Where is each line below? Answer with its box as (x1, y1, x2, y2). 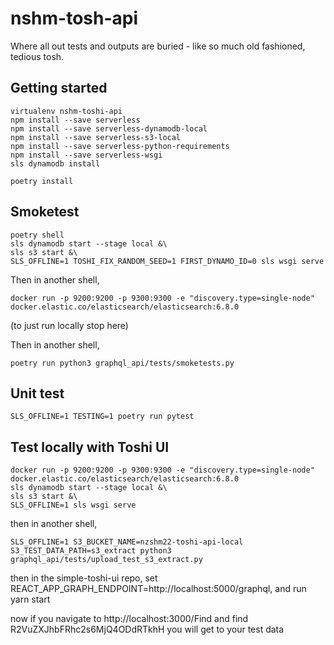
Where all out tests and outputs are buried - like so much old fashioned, (10, 40, 306, 52)
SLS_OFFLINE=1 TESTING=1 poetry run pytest (10, 412, 195, 422)
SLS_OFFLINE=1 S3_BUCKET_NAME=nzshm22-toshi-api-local (10, 537, 244, 547)
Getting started (10, 80, 108, 97)
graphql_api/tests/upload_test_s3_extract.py (10, 555, 203, 565)
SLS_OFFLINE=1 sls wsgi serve (10, 500, 137, 511)
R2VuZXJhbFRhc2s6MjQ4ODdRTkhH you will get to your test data (10, 623, 285, 636)
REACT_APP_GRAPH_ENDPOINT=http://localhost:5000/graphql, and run (10, 583, 307, 595)
